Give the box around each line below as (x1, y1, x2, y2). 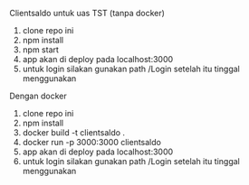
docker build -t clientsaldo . (22, 127, 125, 138)
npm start (22, 44, 59, 55)
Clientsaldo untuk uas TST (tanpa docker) (9, 8, 166, 18)
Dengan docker (9, 90, 67, 101)
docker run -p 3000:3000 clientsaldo (22, 137, 161, 147)
